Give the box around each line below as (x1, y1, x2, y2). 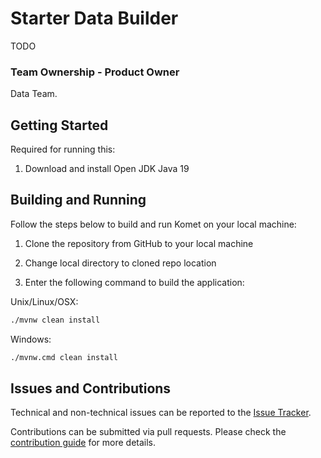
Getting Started (10, 117, 109, 134)
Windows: (10, 333, 52, 345)
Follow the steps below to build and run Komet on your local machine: (10, 218, 297, 230)
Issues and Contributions (10, 380, 172, 397)
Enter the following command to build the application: (24, 276, 245, 288)
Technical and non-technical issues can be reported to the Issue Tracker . (10, 407, 312, 419)
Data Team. (10, 88, 58, 100)
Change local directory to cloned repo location (24, 257, 217, 269)
